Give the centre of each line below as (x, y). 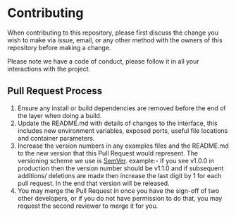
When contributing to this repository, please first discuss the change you (113, 33)
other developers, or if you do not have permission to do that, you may (120, 198)
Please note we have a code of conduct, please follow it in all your (103, 61)
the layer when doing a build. (60, 115)
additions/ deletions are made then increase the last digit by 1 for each (119, 175)
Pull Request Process (55, 91)
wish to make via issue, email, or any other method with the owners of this (115, 40)
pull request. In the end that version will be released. (94, 183)
